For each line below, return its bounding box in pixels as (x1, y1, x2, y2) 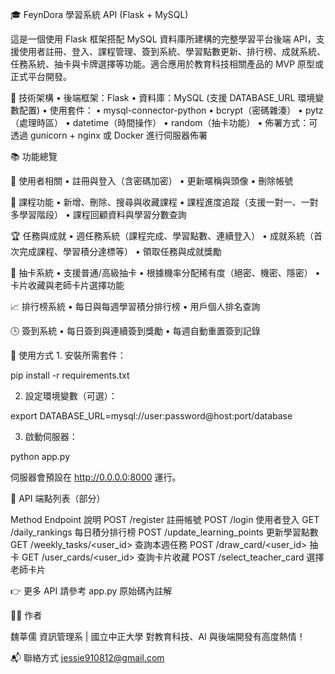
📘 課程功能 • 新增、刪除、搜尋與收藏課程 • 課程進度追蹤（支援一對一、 (10, 196, 302, 208)
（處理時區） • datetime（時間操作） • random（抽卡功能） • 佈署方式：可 (10, 117, 318, 128)
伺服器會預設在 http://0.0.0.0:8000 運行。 (10, 471, 182, 483)
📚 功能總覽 (10, 151, 58, 162)
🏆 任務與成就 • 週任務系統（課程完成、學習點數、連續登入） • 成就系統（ (10, 230, 314, 242)
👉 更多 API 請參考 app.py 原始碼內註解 (10, 585, 173, 597)
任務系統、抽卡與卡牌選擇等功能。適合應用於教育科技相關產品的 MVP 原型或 (10, 58, 325, 70)
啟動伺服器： (24, 431, 78, 442)
